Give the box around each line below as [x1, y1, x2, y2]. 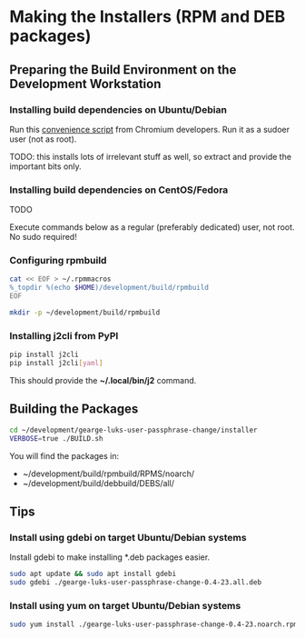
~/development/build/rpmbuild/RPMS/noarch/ [22, 468, 195, 479]
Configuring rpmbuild [9, 254, 107, 267]
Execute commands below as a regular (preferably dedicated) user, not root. [9, 222, 295, 233]
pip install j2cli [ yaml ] [9, 359, 103, 368]
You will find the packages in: [9, 450, 120, 461]
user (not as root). [9, 134, 77, 145]
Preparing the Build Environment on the [9, 62, 237, 77]
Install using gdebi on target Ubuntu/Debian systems [9, 531, 247, 543]
